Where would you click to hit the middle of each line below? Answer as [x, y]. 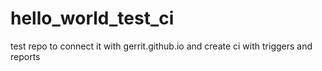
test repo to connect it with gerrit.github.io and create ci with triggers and [161, 46]
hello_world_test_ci [92, 18]
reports [25, 56]
